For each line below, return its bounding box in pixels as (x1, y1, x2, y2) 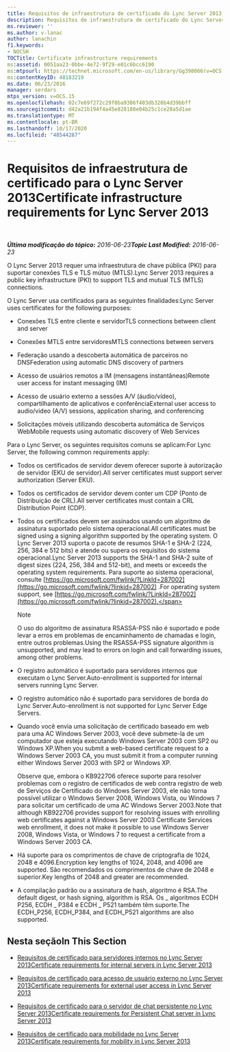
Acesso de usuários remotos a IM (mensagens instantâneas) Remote (16, 371, 210, 380)
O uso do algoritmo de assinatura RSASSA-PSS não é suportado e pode (16, 624, 220, 632)
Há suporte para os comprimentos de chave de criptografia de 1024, (16, 851, 211, 859)
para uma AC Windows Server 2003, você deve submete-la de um (16, 729, 205, 738)
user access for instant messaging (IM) (16, 379, 128, 387)
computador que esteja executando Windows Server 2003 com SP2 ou (16, 737, 218, 745)
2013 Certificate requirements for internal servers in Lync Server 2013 (16, 961, 212, 969)
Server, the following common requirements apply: (7, 448, 150, 457)
